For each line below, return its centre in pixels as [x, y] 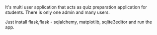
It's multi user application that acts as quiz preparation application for [76, 7]
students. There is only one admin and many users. [58, 12]
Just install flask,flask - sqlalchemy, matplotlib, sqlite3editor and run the [79, 22]
